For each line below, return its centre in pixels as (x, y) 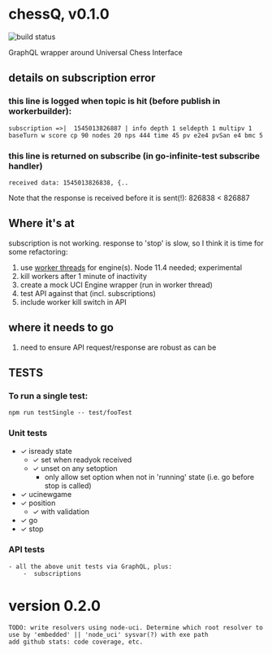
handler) (26, 166)
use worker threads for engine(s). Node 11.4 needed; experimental (131, 267)
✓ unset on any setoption (75, 468)
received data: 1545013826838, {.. (69, 183)
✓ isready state (46, 451)
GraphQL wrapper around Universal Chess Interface (95, 52)
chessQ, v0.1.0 (59, 14)
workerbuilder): (40, 111)
